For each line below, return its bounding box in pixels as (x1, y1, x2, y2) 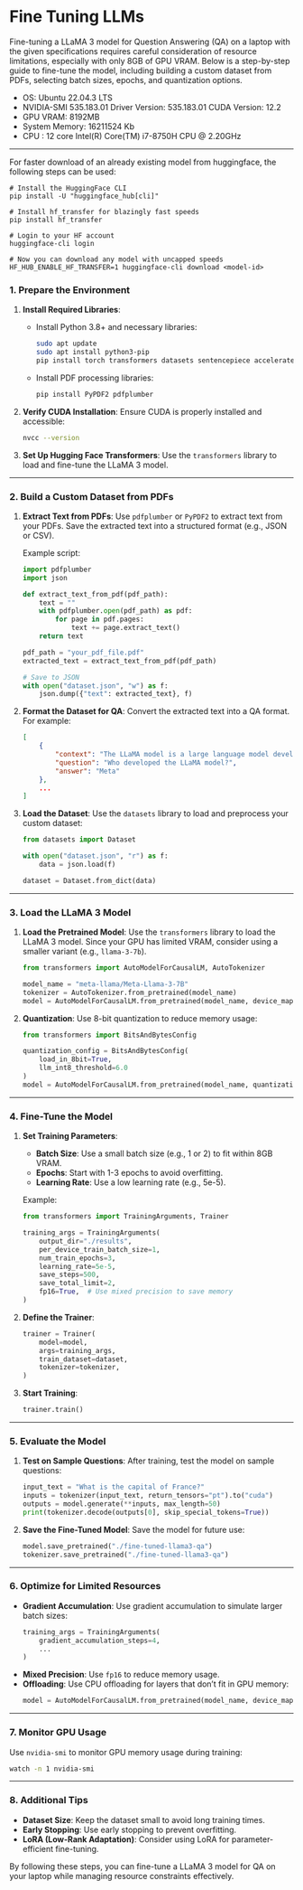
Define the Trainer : (22, 1312, 95, 1322)
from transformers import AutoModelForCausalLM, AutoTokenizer (22, 964, 266, 973)
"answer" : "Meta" (55, 766, 120, 776)
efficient (22, 1843, 54, 1854)
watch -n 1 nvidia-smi (9, 1764, 95, 1773)
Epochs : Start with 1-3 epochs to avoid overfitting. (35, 1168, 224, 1179)
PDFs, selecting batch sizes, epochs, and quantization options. (9, 74, 243, 85)
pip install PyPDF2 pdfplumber (35, 390, 154, 399)
